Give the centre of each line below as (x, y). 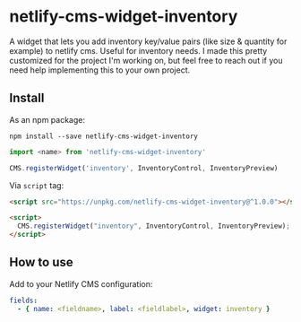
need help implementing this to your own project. (100, 70)
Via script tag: (37, 185)
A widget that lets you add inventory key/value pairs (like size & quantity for (148, 41)
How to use (41, 262)
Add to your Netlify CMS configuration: (81, 283)
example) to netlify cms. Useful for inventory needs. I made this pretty (138, 50)
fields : (24, 300)
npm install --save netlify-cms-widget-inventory (104, 136)
